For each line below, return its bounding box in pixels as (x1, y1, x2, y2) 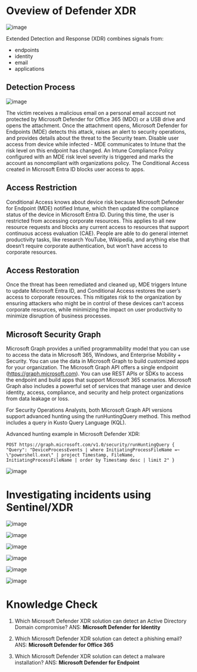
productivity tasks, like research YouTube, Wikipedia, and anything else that (6, 236, 190, 243)
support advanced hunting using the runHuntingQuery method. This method (6, 413, 191, 420)
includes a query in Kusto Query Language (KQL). (6, 419, 126, 426)
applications (14, 65, 45, 72)
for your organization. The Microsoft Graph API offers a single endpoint (6, 364, 178, 371)
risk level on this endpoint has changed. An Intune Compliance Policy (6, 147, 173, 154)
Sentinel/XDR (6, 501, 74, 514)
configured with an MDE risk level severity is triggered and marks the (6, 153, 173, 160)
